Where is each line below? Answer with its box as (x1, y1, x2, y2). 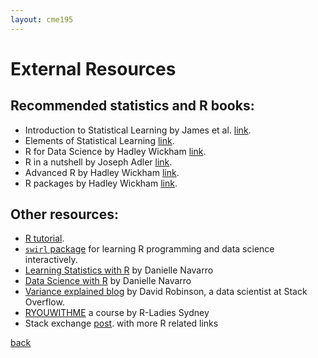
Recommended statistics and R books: (10, 97, 255, 115)
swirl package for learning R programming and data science (24, 243, 275, 255)
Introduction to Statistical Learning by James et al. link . (24, 124, 252, 136)
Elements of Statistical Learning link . (24, 134, 175, 146)
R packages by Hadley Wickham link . (24, 177, 178, 189)
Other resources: (10, 206, 119, 223)
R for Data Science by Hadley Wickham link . (24, 145, 207, 157)
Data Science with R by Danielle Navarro (24, 275, 192, 287)
